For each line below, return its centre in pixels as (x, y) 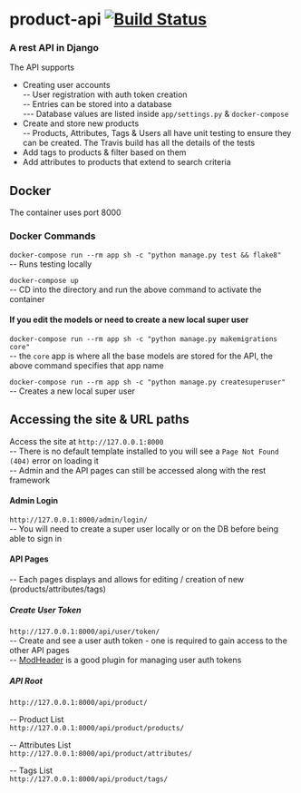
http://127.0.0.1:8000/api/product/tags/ (89, 779)
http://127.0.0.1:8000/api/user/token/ (85, 631)
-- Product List (37, 719)
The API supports (42, 67)
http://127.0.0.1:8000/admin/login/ (78, 520)
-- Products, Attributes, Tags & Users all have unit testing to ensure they (157, 133)
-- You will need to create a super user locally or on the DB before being (144, 529)
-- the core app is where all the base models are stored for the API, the (141, 356)
